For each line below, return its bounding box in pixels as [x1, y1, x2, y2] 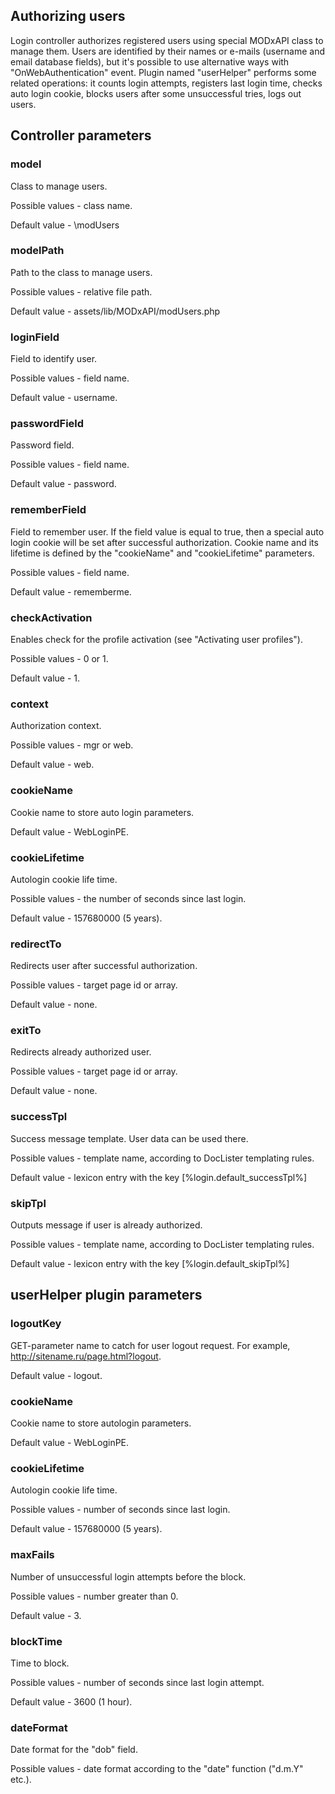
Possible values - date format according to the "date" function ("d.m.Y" [10, 1763, 304, 1775]
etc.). [10, 1774, 32, 1786]
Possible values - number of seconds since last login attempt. [10, 1676, 265, 1688]
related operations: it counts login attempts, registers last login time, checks [10, 77, 323, 89]
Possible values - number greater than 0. [10, 1590, 179, 1602]
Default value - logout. [10, 1369, 103, 1381]
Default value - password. [10, 478, 117, 490]
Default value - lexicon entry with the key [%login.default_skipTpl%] [10, 1258, 290, 1270]
